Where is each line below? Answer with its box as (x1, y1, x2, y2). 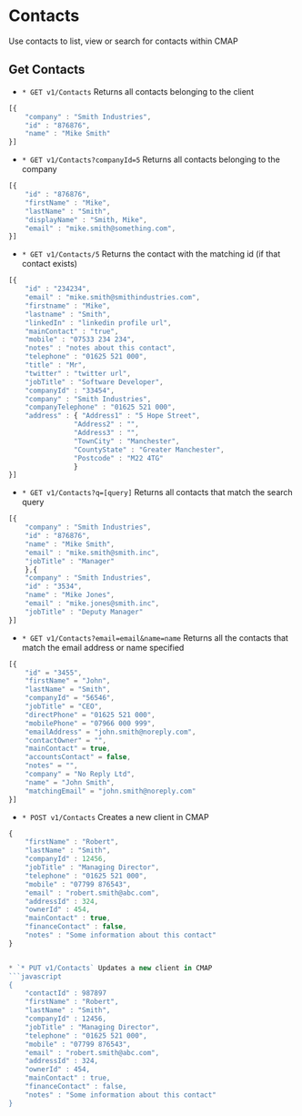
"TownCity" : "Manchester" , (73, 436, 180, 446)
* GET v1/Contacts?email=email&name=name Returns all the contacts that (21, 632, 288, 643)
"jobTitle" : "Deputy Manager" (25, 607, 144, 616)
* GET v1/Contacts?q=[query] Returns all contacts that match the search (21, 487, 293, 498)
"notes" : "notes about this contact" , (25, 343, 176, 353)
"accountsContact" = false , (25, 753, 131, 762)
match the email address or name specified (21, 642, 185, 653)
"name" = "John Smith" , (25, 777, 116, 787)
